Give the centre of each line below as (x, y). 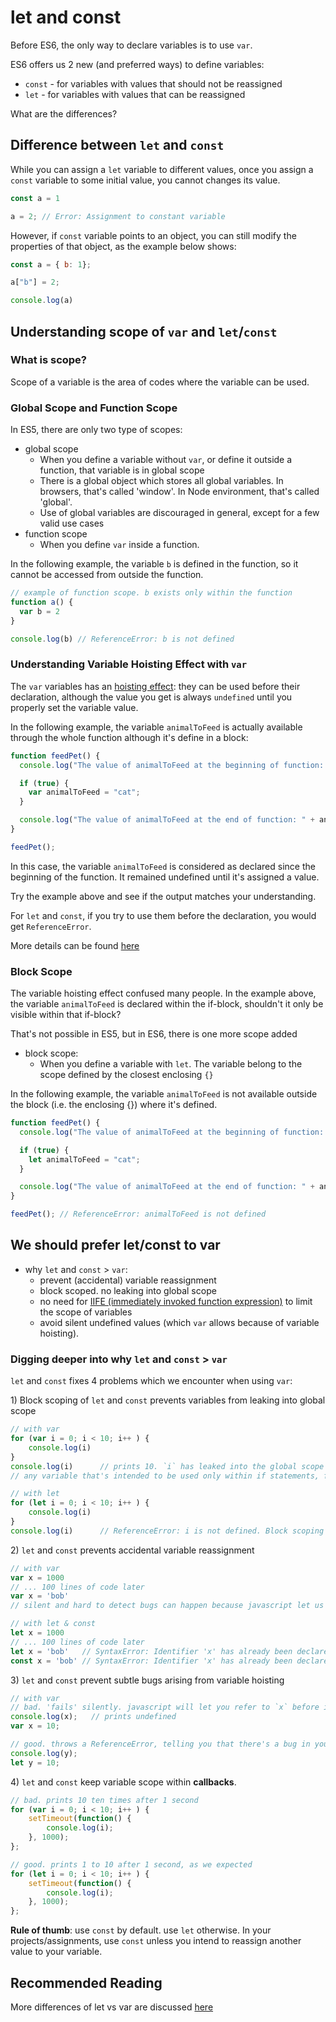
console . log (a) (42, 301)
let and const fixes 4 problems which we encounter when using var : (151, 1381)
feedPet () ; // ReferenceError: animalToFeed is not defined (138, 1214)
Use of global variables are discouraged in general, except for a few (179, 513)
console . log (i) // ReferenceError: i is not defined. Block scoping (167, 1531)
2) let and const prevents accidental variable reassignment (132, 1550)
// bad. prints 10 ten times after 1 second (104, 1800)
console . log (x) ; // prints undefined (93, 1717)
